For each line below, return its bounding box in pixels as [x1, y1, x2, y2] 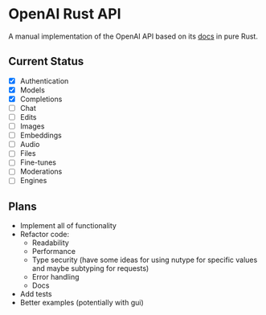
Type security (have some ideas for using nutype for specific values [31, 255, 258, 265]
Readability [31, 238, 70, 247]
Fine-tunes [19, 157, 56, 167]
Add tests [19, 289, 52, 299]
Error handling [31, 272, 80, 282]
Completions [19, 94, 63, 104]
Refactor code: [19, 230, 70, 239]
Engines [19, 176, 47, 186]
